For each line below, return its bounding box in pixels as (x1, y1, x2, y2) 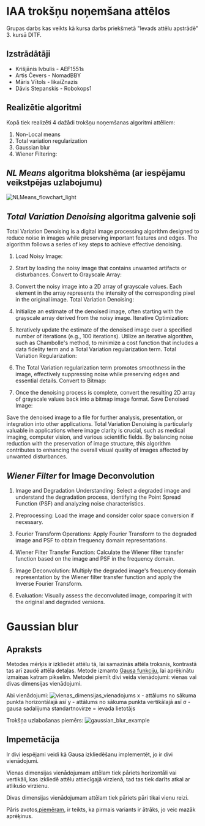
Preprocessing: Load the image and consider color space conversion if (15, 512, 194, 519)
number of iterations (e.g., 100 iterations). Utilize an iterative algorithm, (15, 333, 194, 340)
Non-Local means (15, 131, 61, 138)
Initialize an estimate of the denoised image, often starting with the (15, 308, 184, 315)
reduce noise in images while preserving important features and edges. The (6, 234, 198, 241)
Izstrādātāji (6, 49, 51, 59)
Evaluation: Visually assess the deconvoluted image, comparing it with (15, 592, 193, 599)
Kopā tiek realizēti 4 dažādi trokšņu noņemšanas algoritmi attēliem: (6, 118, 176, 126)
